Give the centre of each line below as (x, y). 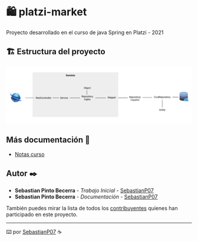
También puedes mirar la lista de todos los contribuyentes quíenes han (92, 209)
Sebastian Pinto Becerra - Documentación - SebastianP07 (86, 197)
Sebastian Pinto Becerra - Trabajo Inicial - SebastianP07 (84, 191)
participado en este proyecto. (42, 214)
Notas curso (29, 154)
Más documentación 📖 (48, 140)
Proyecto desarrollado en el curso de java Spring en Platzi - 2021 (85, 32)
